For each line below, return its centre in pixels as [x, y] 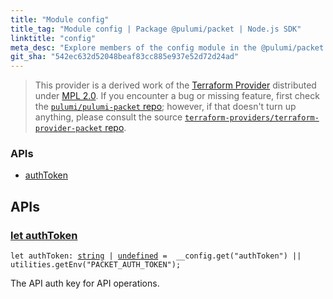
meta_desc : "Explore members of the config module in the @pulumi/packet [167, 47]
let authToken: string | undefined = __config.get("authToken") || [156, 256]
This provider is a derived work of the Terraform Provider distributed [175, 85]
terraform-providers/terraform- [252, 118]
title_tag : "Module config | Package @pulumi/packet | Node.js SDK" [156, 29]
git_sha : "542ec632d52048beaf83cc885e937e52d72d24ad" [125, 57]
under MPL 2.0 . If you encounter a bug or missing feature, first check [177, 96]
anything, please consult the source [108, 117]
